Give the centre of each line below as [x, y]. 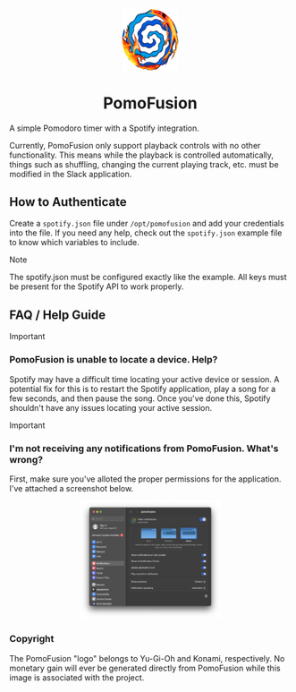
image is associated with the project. [77, 677]
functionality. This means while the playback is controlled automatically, [142, 155]
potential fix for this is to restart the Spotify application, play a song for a [142, 389]
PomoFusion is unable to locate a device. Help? [114, 360]
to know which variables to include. [75, 243]
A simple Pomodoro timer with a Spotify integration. [104, 128]
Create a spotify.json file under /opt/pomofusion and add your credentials [147, 224]
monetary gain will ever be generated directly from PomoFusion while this [145, 668]
